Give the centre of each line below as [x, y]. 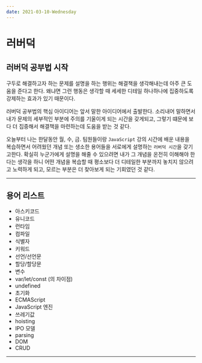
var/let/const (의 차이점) [44, 279]
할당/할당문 [28, 264]
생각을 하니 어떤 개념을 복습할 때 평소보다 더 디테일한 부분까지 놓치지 [97, 162]
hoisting [25, 321]
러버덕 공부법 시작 [37, 68]
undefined [28, 286]
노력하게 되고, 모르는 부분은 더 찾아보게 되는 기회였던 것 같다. [84, 169]
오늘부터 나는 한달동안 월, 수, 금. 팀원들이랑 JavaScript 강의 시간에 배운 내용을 [98, 139]
